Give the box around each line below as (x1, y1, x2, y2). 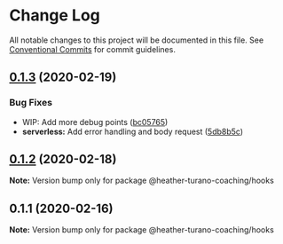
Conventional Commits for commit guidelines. (9, 43, 176, 54)
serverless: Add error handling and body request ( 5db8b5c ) (21, 126, 244, 137)
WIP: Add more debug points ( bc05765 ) (21, 116, 169, 127)
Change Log (9, 5, 100, 26)
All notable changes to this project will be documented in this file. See (9, 35, 264, 45)
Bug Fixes (9, 97, 53, 109)
